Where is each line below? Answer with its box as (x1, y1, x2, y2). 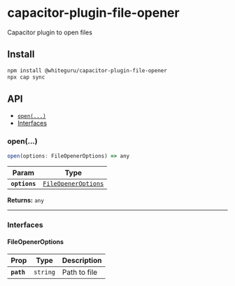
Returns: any (7, 196, 44, 205)
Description (62, 255, 102, 265)
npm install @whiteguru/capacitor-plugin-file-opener (7, 67, 168, 74)
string (34, 268, 56, 276)
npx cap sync (7, 74, 45, 81)
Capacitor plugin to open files (7, 28, 93, 36)
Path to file (62, 267, 98, 277)
